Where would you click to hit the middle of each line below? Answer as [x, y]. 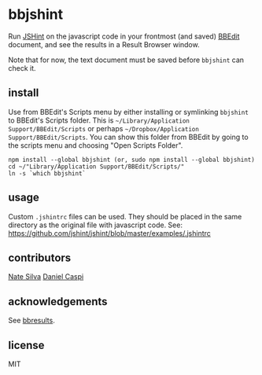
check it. [22, 68]
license [26, 345]
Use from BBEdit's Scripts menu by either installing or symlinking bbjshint [129, 112]
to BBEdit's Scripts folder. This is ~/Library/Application [99, 120]
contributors [40, 257]
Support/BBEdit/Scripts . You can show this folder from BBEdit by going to [129, 137]
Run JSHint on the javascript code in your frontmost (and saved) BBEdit [124, 36]
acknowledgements [58, 301]
